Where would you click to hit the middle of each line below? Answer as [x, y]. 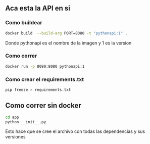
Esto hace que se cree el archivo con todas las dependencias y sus [75, 131]
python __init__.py [26, 122]
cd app [12, 117]
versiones [16, 137]
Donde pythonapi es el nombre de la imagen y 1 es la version [68, 43]
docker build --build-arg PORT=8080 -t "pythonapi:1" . [66, 33]
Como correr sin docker [43, 106]
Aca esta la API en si [38, 8]
